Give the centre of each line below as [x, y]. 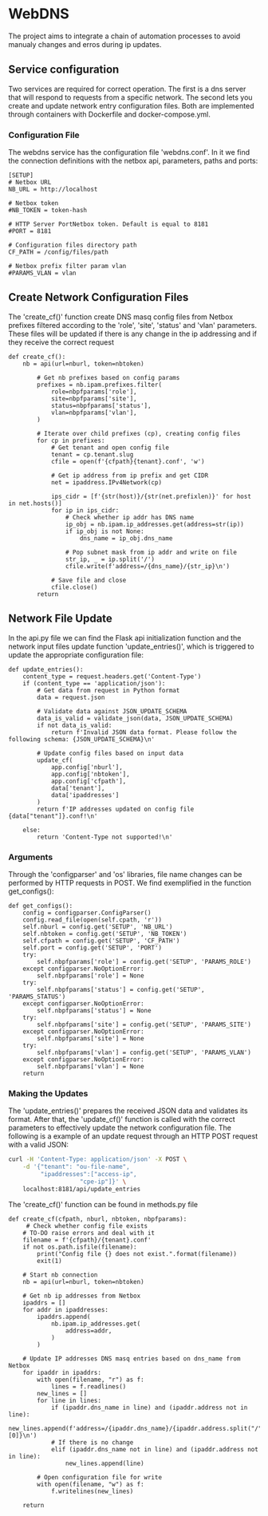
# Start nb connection [60, 1275]
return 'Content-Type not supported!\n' [105, 837]
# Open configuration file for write [99, 1477]
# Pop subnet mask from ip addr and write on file [151, 552]
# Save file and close [89, 580]
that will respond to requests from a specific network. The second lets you [130, 97]
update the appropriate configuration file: [76, 654]
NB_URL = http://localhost [53, 189]
